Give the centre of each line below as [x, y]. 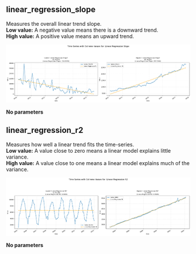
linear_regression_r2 [45, 130]
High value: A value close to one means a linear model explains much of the [98, 163]
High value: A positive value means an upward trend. [70, 36]
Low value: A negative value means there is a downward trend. [82, 30]
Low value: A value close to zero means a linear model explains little [89, 150]
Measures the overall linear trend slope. [54, 23]
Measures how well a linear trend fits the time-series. [70, 144]
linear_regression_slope [51, 10]
